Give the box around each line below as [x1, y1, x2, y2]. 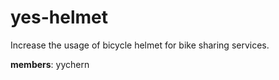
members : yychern [10, 58, 90, 70]
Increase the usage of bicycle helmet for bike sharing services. [10, 39, 270, 51]
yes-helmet [10, 6, 108, 29]
